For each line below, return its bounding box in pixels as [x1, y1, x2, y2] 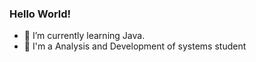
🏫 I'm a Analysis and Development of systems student [23, 40, 247, 52]
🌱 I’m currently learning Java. [23, 30, 146, 42]
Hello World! [9, 7, 72, 21]
